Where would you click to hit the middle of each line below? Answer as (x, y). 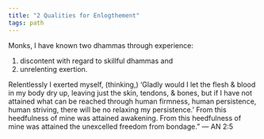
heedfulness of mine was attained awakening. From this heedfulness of (125, 118)
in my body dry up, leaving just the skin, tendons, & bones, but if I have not (130, 92)
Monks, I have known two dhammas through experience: (101, 45)
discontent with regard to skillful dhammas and (96, 61)
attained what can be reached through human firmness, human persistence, (132, 101)
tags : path (26, 23)
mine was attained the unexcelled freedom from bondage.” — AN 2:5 (121, 126)
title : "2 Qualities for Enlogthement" (74, 15)
